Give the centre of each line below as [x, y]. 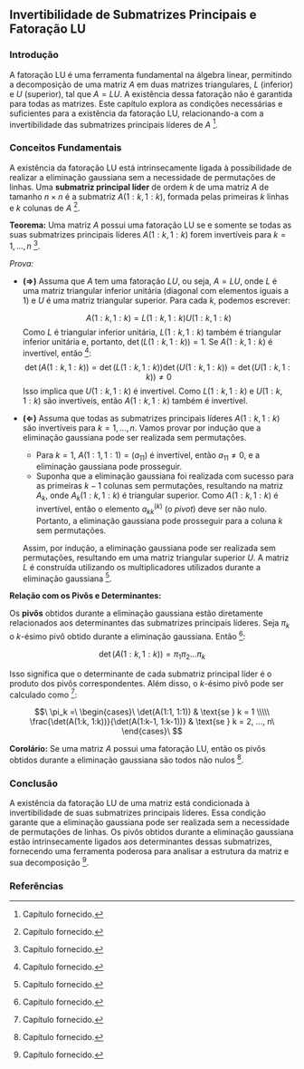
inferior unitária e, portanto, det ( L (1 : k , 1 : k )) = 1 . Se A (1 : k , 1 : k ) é [147, 341]
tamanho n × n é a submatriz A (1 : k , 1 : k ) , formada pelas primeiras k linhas [149, 196]
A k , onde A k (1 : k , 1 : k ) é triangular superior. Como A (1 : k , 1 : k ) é [157, 496]
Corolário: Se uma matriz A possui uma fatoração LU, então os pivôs [138, 749]
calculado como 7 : [43, 694]
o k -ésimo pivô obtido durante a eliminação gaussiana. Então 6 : [128, 636]
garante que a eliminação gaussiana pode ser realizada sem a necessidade [149, 822]
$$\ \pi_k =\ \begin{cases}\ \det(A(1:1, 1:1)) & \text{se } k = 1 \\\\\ [152, 712]
